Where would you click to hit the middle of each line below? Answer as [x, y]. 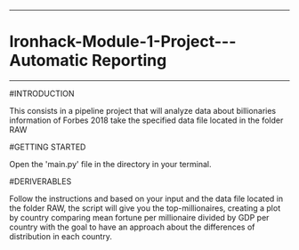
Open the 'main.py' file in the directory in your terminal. [110, 164]
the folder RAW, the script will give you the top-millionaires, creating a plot [145, 208]
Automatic [49, 61]
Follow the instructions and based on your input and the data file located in [146, 198]
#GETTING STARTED [48, 147]
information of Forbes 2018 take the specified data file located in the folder [146, 120]
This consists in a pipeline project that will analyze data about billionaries [143, 110]
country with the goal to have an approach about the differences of [132, 227]
